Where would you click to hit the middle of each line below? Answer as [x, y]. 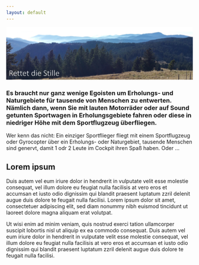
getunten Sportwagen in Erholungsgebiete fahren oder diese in [99, 115]
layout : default [26, 12]
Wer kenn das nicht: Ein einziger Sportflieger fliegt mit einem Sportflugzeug [98, 136]
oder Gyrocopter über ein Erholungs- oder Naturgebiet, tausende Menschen [99, 142]
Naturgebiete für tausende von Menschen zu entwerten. [89, 100]
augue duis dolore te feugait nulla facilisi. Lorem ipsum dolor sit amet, [91, 200]
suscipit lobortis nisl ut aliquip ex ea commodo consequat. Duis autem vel [96, 230]
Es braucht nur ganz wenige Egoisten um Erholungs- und [90, 93]
